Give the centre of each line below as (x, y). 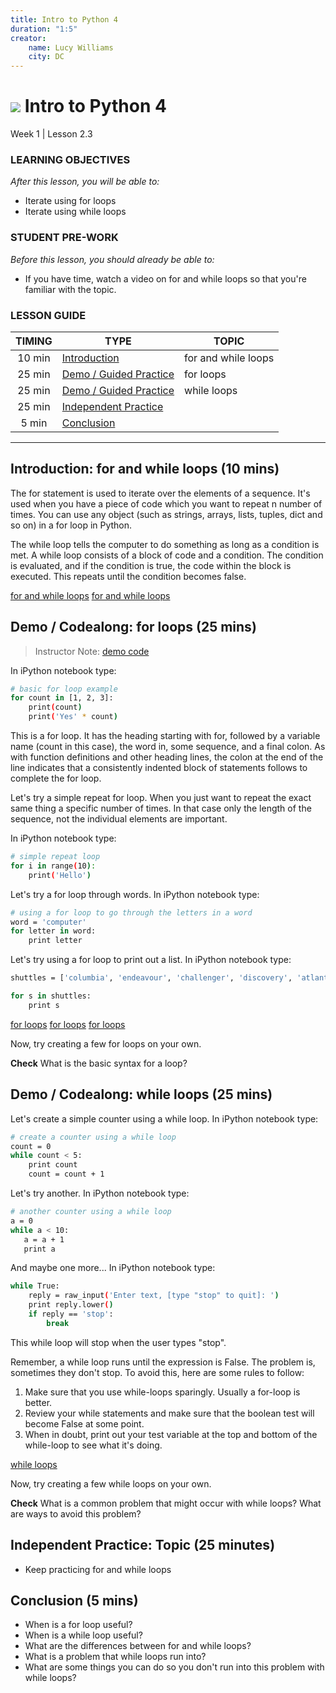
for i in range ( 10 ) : (53, 866)
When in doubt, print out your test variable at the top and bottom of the (171, 1434)
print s (44, 1005)
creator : (28, 38)
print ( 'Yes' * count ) (73, 717)
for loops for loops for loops (68, 1024)
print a (39, 1249)
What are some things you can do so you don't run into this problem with (174, 1667)
